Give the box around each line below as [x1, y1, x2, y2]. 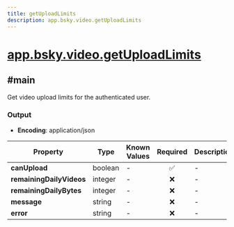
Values [126, 151, 150, 161]
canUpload [10, 163, 48, 173]
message [10, 196, 42, 206]
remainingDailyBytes [10, 185, 82, 195]
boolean [93, 163, 120, 173]
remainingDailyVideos [10, 174, 86, 184]
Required [156, 147, 188, 157]
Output [7, 110, 32, 120]
